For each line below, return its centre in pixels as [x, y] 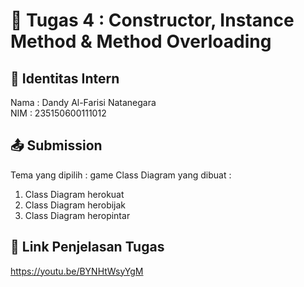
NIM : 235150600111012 [58, 113]
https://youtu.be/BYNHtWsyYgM [77, 271]
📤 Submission [56, 145]
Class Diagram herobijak [75, 205]
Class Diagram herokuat [74, 194]
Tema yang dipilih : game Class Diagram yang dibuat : [121, 175]
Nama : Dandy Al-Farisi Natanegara [83, 102]
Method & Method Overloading [141, 41]
